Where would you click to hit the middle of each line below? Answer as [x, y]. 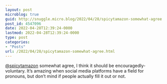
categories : [17, 42]
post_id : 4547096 [23, 24]
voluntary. [15, 71]
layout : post [19, 10]
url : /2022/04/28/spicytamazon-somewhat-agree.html [60, 51]
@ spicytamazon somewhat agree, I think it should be [60, 66]
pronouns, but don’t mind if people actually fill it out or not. [65, 76]
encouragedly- [130, 66]
